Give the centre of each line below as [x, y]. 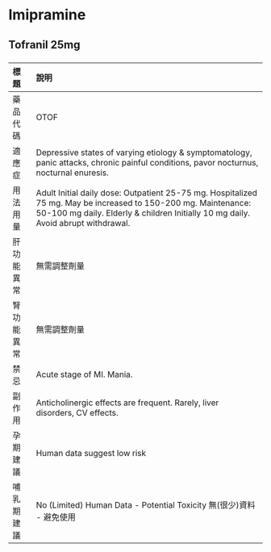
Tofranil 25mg [44, 45]
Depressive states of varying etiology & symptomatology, [144, 153]
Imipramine [47, 15]
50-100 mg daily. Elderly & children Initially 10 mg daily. [143, 213]
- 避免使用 [56, 516]
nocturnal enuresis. [72, 173]
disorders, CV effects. [77, 412]
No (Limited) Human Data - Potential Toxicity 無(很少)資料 [146, 504]
